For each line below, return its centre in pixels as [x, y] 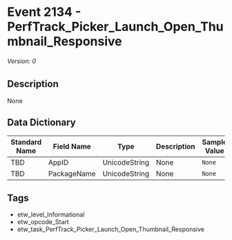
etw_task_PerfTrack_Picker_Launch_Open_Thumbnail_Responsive [111, 230]
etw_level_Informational [51, 214]
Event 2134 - [44, 12]
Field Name [72, 146]
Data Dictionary [41, 123]
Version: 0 [22, 61]
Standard [26, 142]
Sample [215, 142]
